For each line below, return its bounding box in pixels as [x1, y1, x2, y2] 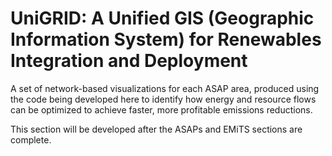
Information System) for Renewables [10, 28, 322, 51]
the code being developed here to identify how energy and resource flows [10, 93, 317, 105]
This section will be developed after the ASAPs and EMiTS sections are [10, 123, 303, 135]
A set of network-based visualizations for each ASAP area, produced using [10, 82, 320, 94]
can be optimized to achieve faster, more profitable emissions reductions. [10, 103, 313, 116]
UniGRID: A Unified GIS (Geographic [10, 7, 315, 30]
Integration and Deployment [10, 50, 248, 72]
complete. [10, 133, 52, 146]
